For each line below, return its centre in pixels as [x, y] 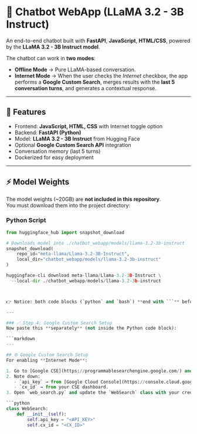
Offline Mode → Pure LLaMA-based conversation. [75, 69]
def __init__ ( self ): [42, 414]
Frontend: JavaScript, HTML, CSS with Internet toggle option [89, 126]
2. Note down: [23, 376]
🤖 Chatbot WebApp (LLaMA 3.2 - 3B [95, 12]
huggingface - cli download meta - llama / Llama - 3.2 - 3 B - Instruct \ [84, 276]
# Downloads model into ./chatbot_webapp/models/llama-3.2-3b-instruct [95, 243]
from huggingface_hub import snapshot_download [65, 233]
